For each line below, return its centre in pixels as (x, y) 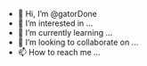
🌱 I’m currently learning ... (65, 33)
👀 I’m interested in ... (55, 23)
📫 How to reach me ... (59, 52)
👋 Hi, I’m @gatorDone (57, 14)
